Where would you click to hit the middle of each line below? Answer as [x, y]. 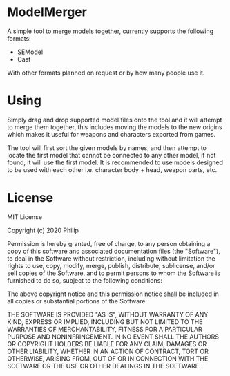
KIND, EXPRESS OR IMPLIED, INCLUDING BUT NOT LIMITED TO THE [105, 321]
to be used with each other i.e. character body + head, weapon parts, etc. [112, 169]
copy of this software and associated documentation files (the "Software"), [114, 251]
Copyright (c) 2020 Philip [43, 230]
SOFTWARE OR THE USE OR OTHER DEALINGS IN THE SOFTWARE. [104, 366]
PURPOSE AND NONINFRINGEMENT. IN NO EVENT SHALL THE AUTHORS [113, 337]
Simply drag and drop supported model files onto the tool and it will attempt [115, 120]
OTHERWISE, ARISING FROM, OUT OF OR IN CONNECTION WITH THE [108, 358]
